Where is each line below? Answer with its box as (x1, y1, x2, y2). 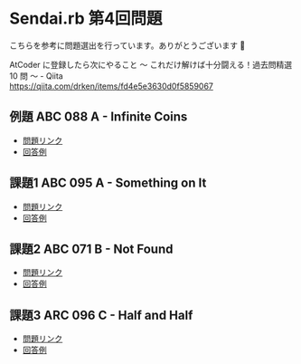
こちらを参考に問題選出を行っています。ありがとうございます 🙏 (9, 40, 246, 51)
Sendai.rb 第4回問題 (9, 8, 163, 29)
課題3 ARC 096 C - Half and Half (9, 307, 193, 322)
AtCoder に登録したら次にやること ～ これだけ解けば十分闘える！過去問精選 (9, 59, 292, 70)
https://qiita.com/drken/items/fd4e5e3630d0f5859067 (9, 81, 214, 91)
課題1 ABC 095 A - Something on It (9, 176, 207, 191)
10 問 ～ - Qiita (9, 70, 63, 81)
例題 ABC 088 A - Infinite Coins (9, 110, 188, 125)
